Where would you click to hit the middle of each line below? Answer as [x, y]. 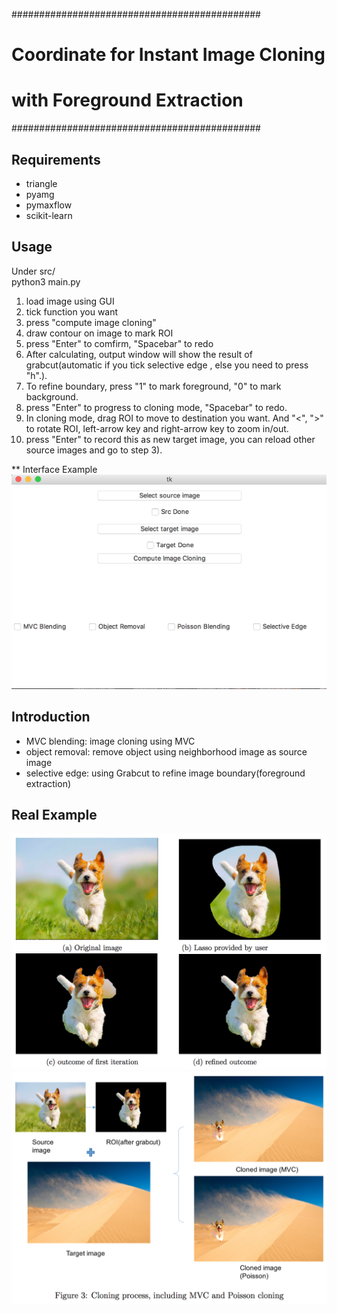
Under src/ [33, 271]
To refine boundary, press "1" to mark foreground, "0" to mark [153, 386]
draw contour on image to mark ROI [99, 333]
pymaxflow [49, 205]
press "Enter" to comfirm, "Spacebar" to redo [119, 343]
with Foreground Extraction [127, 100]
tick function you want [72, 311]
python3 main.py [46, 281]
